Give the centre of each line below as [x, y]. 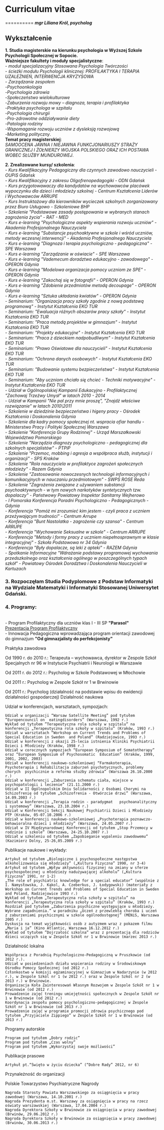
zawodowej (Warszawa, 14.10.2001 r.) [44, 1097]
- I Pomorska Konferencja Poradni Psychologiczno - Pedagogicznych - [77, 500]
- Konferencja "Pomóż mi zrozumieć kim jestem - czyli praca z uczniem [78, 511]
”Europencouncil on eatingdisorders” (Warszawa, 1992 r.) [67, 720]
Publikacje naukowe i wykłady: [36, 850]
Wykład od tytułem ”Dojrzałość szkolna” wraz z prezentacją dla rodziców [82, 932]
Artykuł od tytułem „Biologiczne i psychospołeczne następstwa [71, 859]
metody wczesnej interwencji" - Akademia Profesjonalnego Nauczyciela [78, 238]
